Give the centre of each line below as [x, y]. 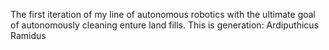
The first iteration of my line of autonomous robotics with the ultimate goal [163, 14]
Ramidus [28, 35]
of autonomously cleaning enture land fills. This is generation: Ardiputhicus [165, 25]
